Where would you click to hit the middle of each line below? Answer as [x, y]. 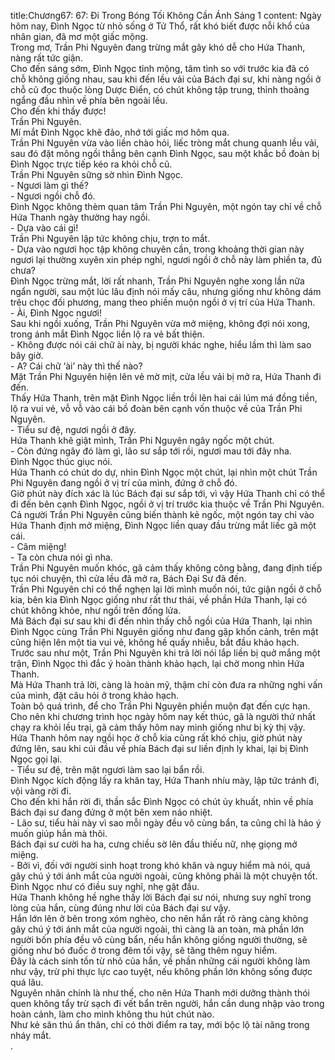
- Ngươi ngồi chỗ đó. [53, 196]
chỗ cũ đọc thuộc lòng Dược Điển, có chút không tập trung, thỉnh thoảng [160, 89]
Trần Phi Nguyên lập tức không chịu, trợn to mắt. [110, 238]
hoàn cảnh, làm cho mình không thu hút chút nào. [112, 1014]
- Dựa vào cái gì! [44, 228]
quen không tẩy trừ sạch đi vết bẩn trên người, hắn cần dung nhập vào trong [167, 1003]
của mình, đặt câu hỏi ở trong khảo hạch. [95, 695]
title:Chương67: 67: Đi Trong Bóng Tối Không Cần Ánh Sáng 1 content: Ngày [166, 15]
